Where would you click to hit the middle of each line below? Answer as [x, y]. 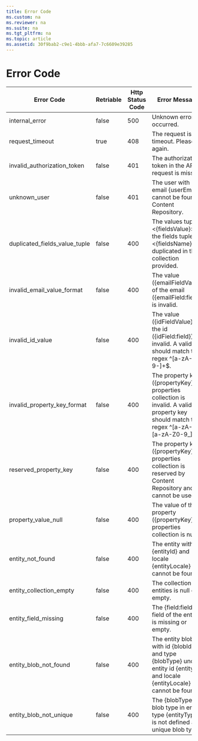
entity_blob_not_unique [41, 714]
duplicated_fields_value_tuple [49, 243]
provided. [165, 266]
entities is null [171, 590]
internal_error [28, 120]
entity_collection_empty [42, 590]
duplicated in [170, 251]
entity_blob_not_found [40, 664]
